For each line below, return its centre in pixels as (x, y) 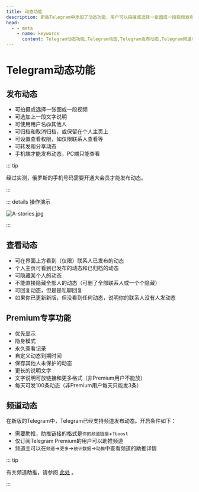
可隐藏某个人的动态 (38, 275)
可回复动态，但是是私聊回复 (49, 290)
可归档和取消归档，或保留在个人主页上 (61, 131)
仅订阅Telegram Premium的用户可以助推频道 (69, 441)
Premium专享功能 (39, 318)
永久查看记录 (30, 348)
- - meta (22, 28)
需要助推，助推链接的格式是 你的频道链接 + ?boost (71, 433)
